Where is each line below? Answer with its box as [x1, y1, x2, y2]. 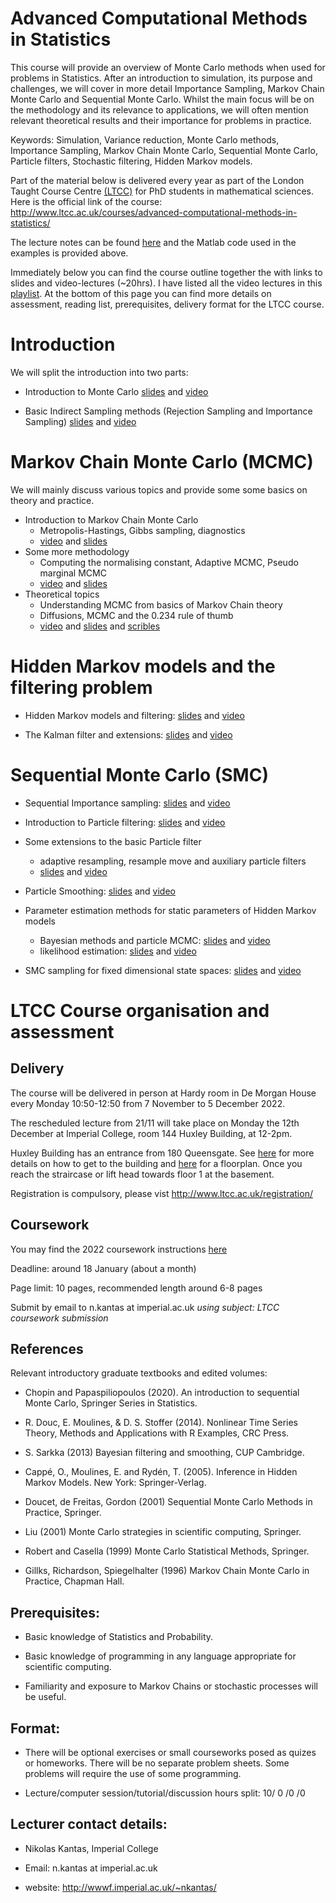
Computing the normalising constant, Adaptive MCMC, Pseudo [39, 556, 299, 568]
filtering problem [10, 677, 153, 699]
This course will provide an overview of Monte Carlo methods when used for [10, 61, 326, 73]
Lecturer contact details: [10, 1816, 168, 1833]
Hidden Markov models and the [10, 655, 276, 677]
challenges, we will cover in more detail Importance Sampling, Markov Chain [10, 82, 325, 94]
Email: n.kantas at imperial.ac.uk [24, 1862, 158, 1874]
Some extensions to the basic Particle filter [24, 835, 202, 847]
